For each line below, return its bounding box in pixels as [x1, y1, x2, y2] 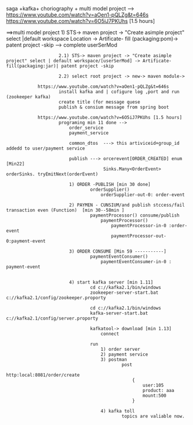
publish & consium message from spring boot [58, 104, 169, 110]
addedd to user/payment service [6, 145, 85, 151]
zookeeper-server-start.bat [90, 290, 159, 295]
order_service [69, 125, 104, 131]
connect [100, 331, 119, 337]
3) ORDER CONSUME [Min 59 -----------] [69, 248, 167, 254]
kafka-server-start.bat [90, 310, 148, 316]
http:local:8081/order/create [6, 372, 80, 378]
